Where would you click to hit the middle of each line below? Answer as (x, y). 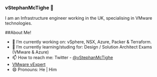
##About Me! (18, 33)
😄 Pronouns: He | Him (34, 70)
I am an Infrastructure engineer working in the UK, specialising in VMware (79, 18)
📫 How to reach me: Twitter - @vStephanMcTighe (63, 58)
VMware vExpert (29, 64)
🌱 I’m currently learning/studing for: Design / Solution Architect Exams (82, 47)
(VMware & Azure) (31, 52)
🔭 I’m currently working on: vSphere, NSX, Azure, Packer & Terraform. (82, 42)
